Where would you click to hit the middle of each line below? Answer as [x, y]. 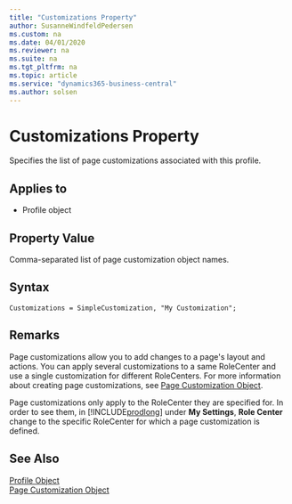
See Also [34, 459]
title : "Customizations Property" [73, 17]
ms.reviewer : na [39, 51]
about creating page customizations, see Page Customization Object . [136, 385]
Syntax [29, 287]
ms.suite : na [33, 59]
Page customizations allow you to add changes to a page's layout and [137, 356]
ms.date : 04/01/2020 [48, 42]
